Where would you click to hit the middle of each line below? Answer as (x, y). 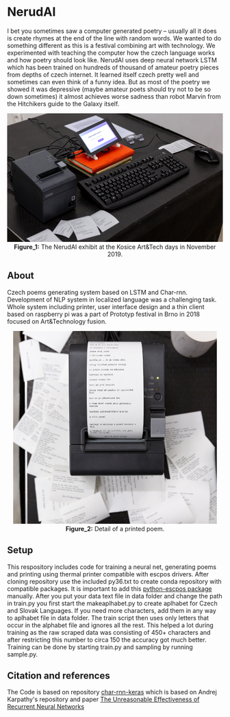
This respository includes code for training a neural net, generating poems (112, 567)
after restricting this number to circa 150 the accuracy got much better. (107, 640)
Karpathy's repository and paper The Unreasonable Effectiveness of (103, 699)
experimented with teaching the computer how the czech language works (111, 53)
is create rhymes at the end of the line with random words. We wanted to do (114, 38)
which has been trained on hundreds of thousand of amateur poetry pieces (113, 67)
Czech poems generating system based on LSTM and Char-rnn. (98, 292)
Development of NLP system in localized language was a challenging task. (112, 300)
